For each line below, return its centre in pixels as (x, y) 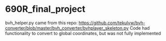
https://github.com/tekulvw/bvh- (112, 23)
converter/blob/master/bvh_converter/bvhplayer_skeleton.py (67, 28)
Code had (140, 28)
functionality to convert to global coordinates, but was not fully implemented (83, 33)
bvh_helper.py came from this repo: (41, 23)
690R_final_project (45, 9)
